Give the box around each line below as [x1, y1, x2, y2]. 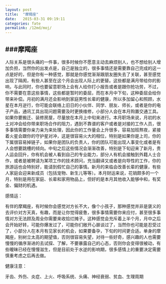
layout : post [5, 7, 32, 12]
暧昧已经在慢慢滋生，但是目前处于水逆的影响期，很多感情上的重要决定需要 [9, 246, 161, 252]
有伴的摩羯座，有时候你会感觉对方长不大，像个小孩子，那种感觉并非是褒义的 [5, 203, 161, 209]
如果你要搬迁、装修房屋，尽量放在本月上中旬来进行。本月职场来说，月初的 [5, 114, 157, 120]
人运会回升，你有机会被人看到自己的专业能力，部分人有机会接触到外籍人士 [5, 151, 157, 157]
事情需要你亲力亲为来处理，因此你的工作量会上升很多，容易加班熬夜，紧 [9, 127, 157, 133]
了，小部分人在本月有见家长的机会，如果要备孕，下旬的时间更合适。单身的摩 [5, 228, 161, 234]
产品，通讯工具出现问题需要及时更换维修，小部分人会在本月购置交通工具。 [9, 108, 161, 114]
